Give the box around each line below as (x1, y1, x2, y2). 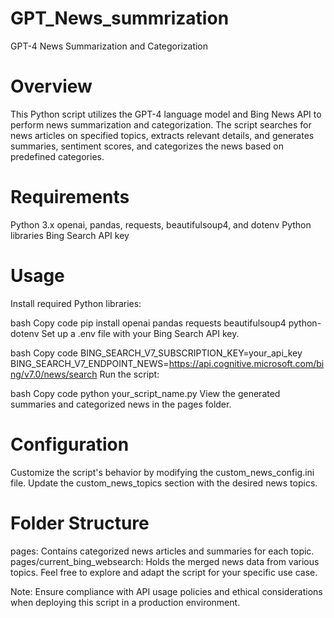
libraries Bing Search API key (10, 229, 130, 241)
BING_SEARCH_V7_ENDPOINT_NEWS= (10, 357, 170, 369)
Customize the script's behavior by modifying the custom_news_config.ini (10, 466, 315, 478)
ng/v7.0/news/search (10, 368, 98, 380)
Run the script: (99, 368, 160, 380)
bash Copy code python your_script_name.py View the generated (10, 387, 281, 399)
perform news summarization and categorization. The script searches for (10, 118, 312, 131)
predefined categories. (10, 150, 105, 162)
